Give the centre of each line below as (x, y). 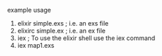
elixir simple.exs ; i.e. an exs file (63, 23)
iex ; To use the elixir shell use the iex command (86, 38)
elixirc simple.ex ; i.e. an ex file (61, 31)
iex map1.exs (36, 45)
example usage (29, 10)
